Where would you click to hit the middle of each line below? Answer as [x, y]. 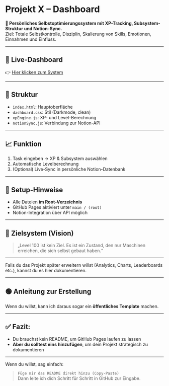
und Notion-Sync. [43, 28]
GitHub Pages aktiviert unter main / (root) [57, 207]
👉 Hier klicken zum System [34, 72]
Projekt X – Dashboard [53, 9]
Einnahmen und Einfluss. [31, 39]
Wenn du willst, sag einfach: [34, 364]
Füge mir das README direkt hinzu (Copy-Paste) [68, 373]
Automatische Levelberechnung [46, 164]
